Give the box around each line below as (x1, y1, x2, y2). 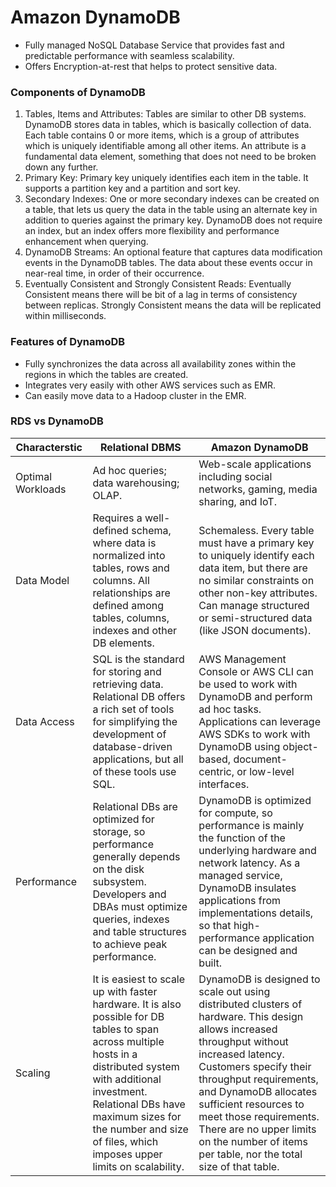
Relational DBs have (92, 1097, 186, 1111)
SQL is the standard (92, 652, 185, 666)
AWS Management (198, 652, 287, 666)
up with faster (92, 984, 158, 998)
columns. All (92, 573, 150, 587)
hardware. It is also (92, 997, 182, 1011)
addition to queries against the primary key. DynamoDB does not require (24, 214, 323, 226)
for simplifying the (92, 714, 178, 728)
